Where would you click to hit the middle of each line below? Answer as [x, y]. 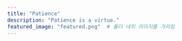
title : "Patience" [34, 14]
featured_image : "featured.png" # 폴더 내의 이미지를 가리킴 [91, 26]
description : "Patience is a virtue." [63, 20]
